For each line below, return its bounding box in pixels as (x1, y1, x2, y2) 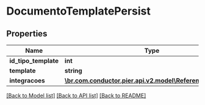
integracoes (9, 76, 45, 84)
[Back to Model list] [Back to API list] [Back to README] (6, 92, 146, 99)
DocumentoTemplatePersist (6, 4, 151, 18)
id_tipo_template (9, 56, 59, 65)
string (64, 67, 82, 75)
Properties (6, 29, 48, 39)
